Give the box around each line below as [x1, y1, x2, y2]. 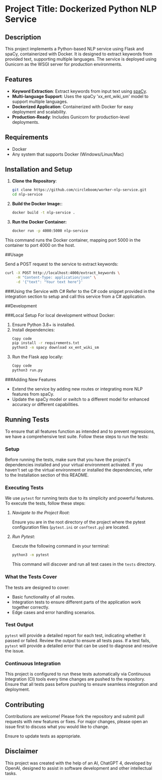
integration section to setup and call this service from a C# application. [5, 293, 146, 299]
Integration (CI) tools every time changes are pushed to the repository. [5, 676, 146, 682]
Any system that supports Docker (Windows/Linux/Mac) [12, 151, 124, 157]
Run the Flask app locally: [12, 354, 64, 360]
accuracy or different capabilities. [12, 401, 79, 407]
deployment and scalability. [12, 109, 67, 114]
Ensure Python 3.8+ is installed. [12, 322, 75, 327]
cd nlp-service [12, 192, 43, 197]
